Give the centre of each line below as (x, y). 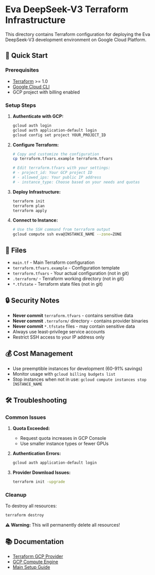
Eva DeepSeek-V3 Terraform (67, 9)
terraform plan (29, 206)
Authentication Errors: (37, 453)
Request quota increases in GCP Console (63, 438)
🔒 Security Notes (32, 301)
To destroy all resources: (31, 506)
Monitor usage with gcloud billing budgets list (64, 374)
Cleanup (16, 495)
